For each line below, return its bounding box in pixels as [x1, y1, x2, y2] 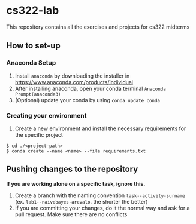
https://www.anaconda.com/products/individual [14, 78, 134, 85]
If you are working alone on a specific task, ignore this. [6, 180, 146, 187]
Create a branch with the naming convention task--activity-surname [14, 192, 186, 199]
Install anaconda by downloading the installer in [14, 72, 130, 79]
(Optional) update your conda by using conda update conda [14, 96, 161, 103]
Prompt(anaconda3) [14, 91, 61, 97]
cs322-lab [6, 4, 59, 17]
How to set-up [6, 41, 61, 51]
